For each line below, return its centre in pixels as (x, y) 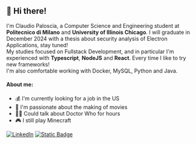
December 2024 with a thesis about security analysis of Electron (87, 38)
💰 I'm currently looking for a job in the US (67, 99)
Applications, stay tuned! (37, 45)
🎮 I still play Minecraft (43, 120)
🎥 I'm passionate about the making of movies (71, 107)
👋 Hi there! (27, 11)
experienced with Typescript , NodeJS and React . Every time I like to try (96, 57)
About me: (20, 85)
